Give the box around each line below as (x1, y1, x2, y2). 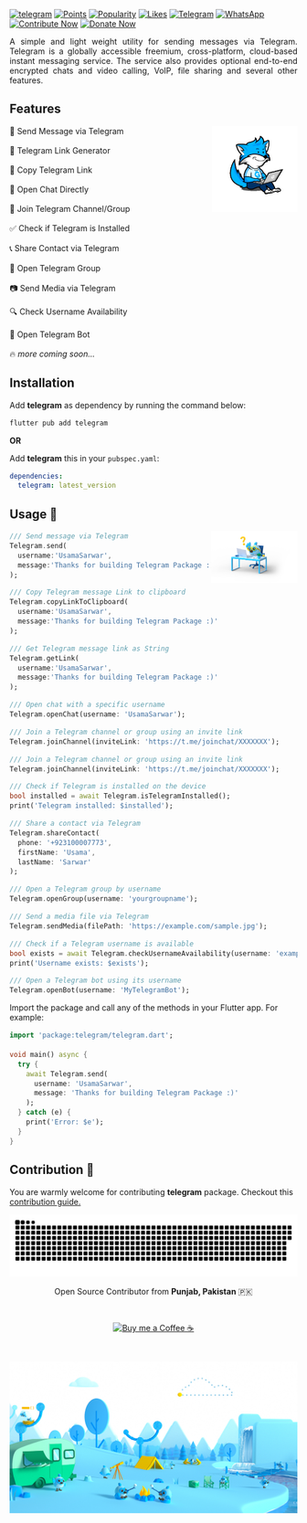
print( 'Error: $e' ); (26, 1117, 104, 1127)
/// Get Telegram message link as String (9, 644, 170, 653)
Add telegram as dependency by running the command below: (9, 399, 247, 410)
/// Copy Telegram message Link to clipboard (9, 587, 185, 598)
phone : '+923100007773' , (17, 838, 112, 847)
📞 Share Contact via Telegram (9, 242, 120, 253)
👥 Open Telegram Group (9, 262, 101, 273)
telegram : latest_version (17, 481, 117, 491)
